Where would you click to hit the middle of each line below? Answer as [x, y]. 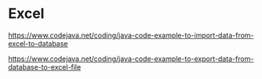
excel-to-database [38, 43]
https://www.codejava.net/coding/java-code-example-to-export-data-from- [131, 59]
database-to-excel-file [45, 66]
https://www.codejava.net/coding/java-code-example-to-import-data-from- [131, 35]
